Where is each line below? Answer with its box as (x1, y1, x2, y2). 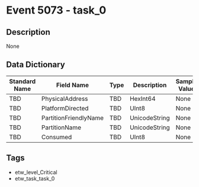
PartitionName (41, 123, 82, 132)
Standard (9, 77, 36, 86)
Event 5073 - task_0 (6, 4, 107, 17)
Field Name (56, 81, 89, 89)
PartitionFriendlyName (41, 113, 104, 122)
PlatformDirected (41, 104, 89, 112)
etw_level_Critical (14, 169, 57, 176)
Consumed (41, 133, 72, 141)
